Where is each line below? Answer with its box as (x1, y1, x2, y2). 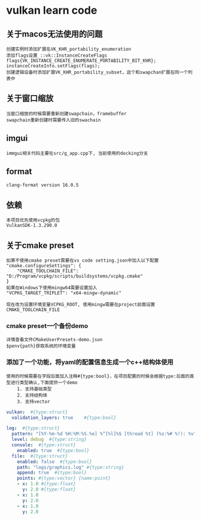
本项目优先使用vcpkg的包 (6, 217, 60, 223)
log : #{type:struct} (6, 425, 60, 431)
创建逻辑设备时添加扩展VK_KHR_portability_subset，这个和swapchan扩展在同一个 (6, 69, 188, 75)
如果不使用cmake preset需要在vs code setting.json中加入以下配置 (6, 258, 159, 263)
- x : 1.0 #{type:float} (17, 481, 77, 487)
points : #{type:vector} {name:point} (17, 476, 111, 482)
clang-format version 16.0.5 (6, 182, 79, 188)
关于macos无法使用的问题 (6, 29, 103, 39)
